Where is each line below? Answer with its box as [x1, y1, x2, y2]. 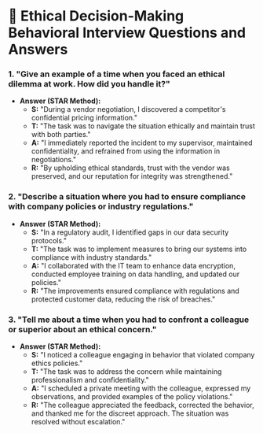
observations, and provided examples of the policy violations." [31, 392, 233, 402]
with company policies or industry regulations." [8, 201, 194, 212]
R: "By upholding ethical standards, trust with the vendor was [31, 163, 230, 172]
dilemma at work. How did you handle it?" [8, 79, 170, 90]
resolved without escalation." [31, 417, 126, 427]
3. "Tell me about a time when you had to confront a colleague [8, 314, 250, 325]
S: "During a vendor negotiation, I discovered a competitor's [31, 105, 226, 114]
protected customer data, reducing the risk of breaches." [31, 294, 216, 304]
